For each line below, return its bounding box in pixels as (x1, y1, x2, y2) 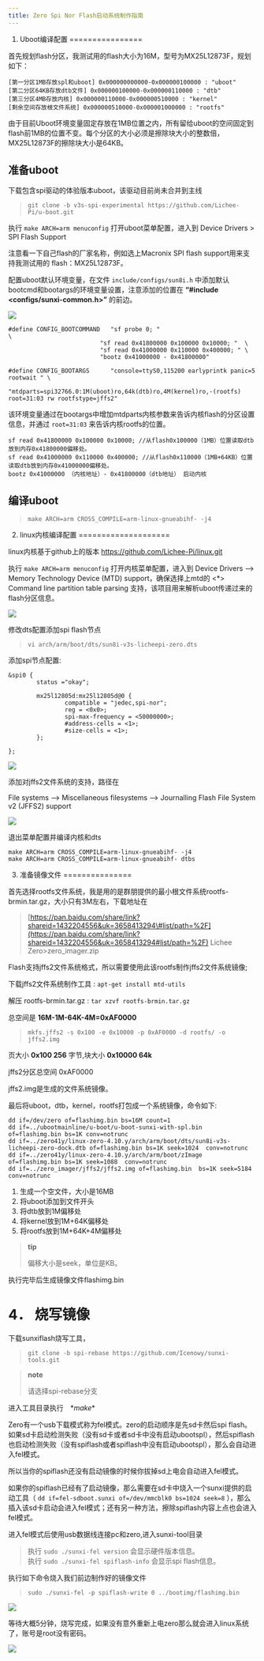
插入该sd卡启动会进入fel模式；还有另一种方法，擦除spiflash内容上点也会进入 (8, 1503, 257, 1512)
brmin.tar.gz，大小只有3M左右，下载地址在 (8, 897, 148, 906)
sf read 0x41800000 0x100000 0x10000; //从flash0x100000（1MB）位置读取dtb (8, 436, 255, 445)
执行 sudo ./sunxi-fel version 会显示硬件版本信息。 (27, 1546, 199, 1556)
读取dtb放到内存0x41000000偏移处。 (8, 462, 113, 470)
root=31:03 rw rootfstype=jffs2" (8, 394, 118, 403)
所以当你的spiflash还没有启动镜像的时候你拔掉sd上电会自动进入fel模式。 (8, 1467, 243, 1476)
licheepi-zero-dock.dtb (8, 1144, 87, 1153)
